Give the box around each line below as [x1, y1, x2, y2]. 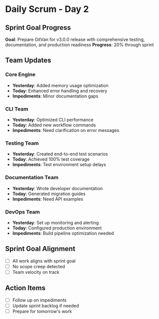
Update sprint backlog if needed [12, 303, 79, 309]
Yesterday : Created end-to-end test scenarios [12, 151, 108, 157]
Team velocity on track [12, 269, 60, 275]
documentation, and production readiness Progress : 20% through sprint [5, 42, 154, 48]
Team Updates [5, 56, 51, 65]
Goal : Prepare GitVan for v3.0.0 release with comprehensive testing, [5, 36, 145, 42]
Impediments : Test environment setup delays [12, 162, 106, 168]
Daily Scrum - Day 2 [5, 3, 89, 15]
